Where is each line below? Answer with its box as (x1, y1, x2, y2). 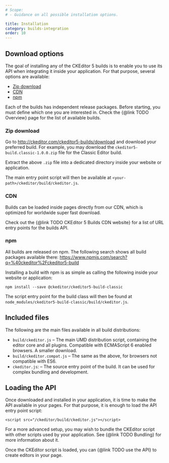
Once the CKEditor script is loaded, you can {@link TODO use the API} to (5, 447, 157, 453)
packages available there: (5, 254, 59, 260)
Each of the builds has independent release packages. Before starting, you (5, 104, 160, 110)
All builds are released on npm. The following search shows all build (5, 248, 146, 255)
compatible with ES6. (12, 358, 57, 364)
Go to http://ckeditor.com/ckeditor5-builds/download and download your (5, 139, 156, 145)
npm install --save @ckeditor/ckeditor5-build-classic (5, 284, 123, 289)
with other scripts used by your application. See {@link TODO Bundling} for (5, 432, 161, 438)
